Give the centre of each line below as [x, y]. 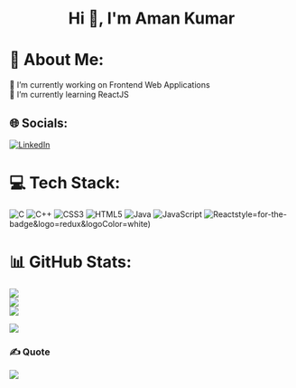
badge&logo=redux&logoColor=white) [80, 223]
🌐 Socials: [39, 123]
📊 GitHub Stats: [71, 262]
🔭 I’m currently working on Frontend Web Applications [110, 85]
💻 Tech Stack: [65, 183]
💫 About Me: [57, 60]
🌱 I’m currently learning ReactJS [69, 95]
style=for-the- [260, 214]
